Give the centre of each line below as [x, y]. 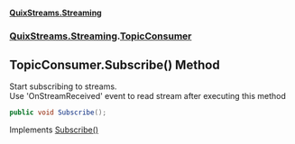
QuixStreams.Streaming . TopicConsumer [101, 36]
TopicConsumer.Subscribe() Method [115, 64]
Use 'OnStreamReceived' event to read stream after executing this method [147, 96]
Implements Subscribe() [54, 130]
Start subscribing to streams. [63, 86]
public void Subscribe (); [58, 112]
